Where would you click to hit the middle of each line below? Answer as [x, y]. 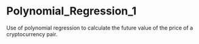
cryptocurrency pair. [32, 34]
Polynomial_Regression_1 [72, 11]
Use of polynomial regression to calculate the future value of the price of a [100, 28]
